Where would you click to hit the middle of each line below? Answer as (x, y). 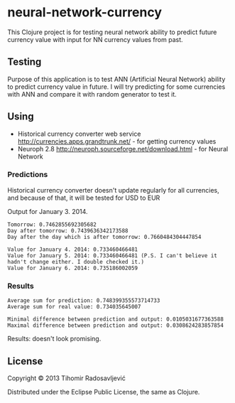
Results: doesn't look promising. (54, 339)
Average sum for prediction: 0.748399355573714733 (84, 301)
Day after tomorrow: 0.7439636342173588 (68, 231)
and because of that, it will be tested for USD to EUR (84, 198)
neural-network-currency (84, 12)
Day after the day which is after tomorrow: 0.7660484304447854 (104, 237)
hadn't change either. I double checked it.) (76, 262)
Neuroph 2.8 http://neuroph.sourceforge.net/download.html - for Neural (123, 149)
